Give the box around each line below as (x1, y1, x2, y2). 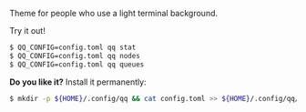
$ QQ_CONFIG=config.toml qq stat (9, 43, 137, 52)
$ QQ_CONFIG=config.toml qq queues (9, 59, 145, 69)
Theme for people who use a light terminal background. (9, 8, 219, 18)
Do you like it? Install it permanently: (9, 76, 148, 87)
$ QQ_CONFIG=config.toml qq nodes (9, 51, 141, 60)
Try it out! (9, 25, 46, 36)
